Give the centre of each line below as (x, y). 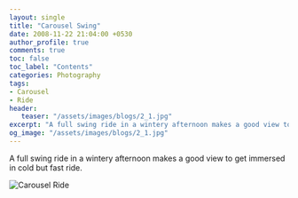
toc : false (29, 59)
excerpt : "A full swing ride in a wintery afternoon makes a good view (144, 125)
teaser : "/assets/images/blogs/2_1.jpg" (97, 116)
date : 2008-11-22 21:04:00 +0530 (71, 34)
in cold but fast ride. (46, 167)
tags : (19, 83)
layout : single (37, 17)
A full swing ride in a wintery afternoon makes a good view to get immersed (147, 158)
